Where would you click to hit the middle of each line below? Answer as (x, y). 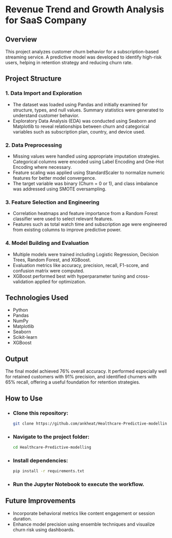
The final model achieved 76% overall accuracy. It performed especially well (86, 371)
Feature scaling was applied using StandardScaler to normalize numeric (89, 172)
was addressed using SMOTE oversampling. (60, 189)
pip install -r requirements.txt (49, 471)
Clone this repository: (40, 413)
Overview (21, 39)
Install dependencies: (40, 460)
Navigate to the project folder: (51, 436)
